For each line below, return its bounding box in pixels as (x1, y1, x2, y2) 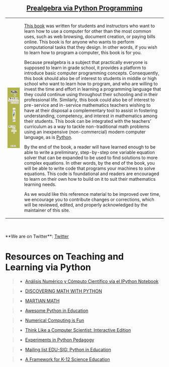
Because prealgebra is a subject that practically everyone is (24, 59, 148, 65)
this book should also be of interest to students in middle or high (24, 75, 157, 81)
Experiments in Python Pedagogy (25, 337, 95, 343)
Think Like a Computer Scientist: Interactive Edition (25, 327, 131, 333)
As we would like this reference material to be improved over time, (24, 191, 161, 197)
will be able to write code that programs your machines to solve (24, 165, 155, 171)
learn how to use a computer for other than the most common (24, 28, 152, 34)
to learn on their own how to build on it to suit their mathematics (24, 176, 156, 182)
